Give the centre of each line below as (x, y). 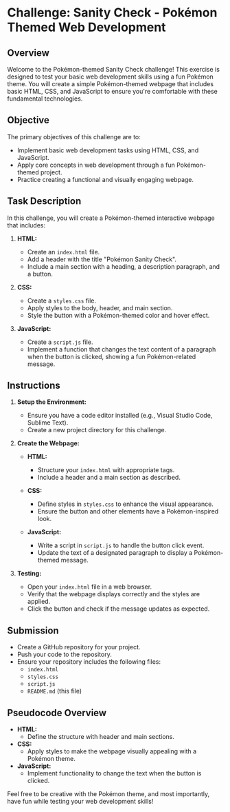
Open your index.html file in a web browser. (90, 587)
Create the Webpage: (48, 443)
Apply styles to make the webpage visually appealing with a (112, 751)
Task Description (44, 201)
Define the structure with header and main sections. (101, 737)
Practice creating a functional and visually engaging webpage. (105, 179)
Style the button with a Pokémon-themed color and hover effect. (118, 315)
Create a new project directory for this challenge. (97, 430)
